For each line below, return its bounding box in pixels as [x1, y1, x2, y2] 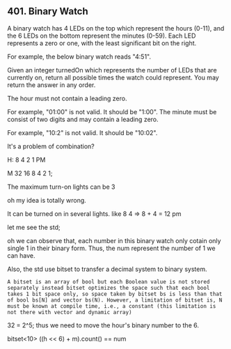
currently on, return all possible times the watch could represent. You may [7, 73, 219, 82]
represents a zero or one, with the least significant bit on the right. [7, 38, 197, 47]
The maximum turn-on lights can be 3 [7, 183, 115, 191]
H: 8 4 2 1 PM [7, 155, 46, 164]
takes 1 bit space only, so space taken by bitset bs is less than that [7, 290, 223, 297]
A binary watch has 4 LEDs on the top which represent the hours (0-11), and [7, 24, 225, 32]
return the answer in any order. [7, 80, 96, 89]
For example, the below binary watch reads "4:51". [7, 52, 152, 61]
